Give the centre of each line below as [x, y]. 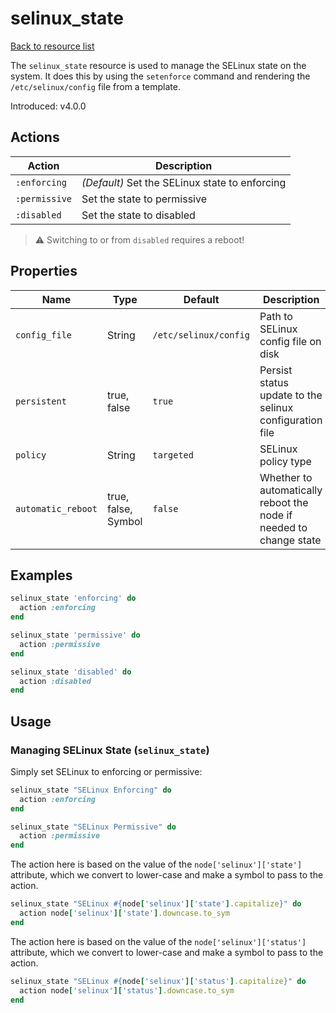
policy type [285, 461]
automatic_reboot [56, 508]
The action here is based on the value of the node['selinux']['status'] [158, 941]
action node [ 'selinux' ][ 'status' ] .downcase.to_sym [127, 990]
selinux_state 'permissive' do [75, 635]
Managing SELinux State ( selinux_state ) [110, 750]
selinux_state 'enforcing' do [73, 598]
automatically [291, 490]
